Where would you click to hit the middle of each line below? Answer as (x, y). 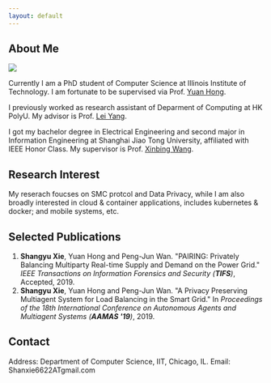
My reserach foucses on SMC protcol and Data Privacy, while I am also (127, 194)
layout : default (36, 16)
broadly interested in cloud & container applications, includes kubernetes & (133, 202)
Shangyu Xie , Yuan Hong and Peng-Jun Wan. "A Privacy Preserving (134, 291)
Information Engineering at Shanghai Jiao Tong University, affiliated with (129, 140)
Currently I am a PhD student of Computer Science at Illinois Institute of (127, 83)
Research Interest (54, 174)
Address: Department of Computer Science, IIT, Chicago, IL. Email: (119, 361)
